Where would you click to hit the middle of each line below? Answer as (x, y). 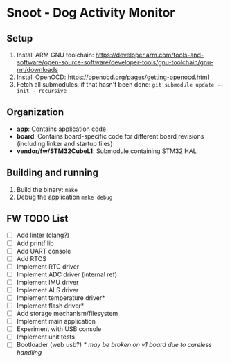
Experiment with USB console (59, 329)
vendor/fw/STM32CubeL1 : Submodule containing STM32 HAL (106, 151)
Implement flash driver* (50, 306)
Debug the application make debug (64, 197)
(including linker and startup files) (64, 143)
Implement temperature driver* (61, 298)
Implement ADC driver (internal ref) (67, 274)
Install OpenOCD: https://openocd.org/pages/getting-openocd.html (113, 77)
